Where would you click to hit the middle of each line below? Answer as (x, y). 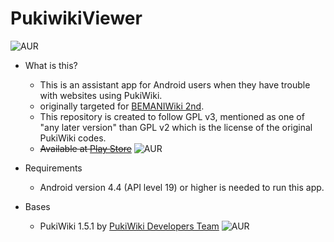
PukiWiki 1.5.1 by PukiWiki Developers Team (129, 226)
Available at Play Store (85, 148)
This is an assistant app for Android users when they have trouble (175, 84)
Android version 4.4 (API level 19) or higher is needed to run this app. (182, 187)
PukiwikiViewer (76, 18)
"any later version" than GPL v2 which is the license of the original (176, 127)
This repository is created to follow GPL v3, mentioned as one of (172, 116)
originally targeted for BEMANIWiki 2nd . (122, 106)
